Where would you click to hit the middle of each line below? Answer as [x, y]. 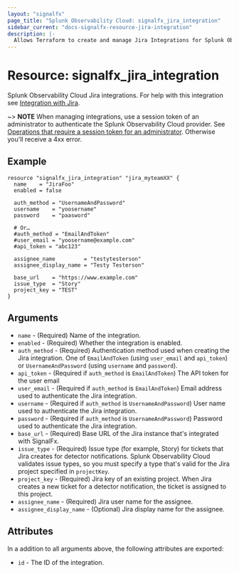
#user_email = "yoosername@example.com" [74, 240]
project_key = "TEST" [46, 290]
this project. [35, 494]
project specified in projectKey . [64, 471]
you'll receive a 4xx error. [45, 139]
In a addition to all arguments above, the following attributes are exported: [116, 548]
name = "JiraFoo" [44, 184]
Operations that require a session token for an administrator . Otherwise [111, 132]
